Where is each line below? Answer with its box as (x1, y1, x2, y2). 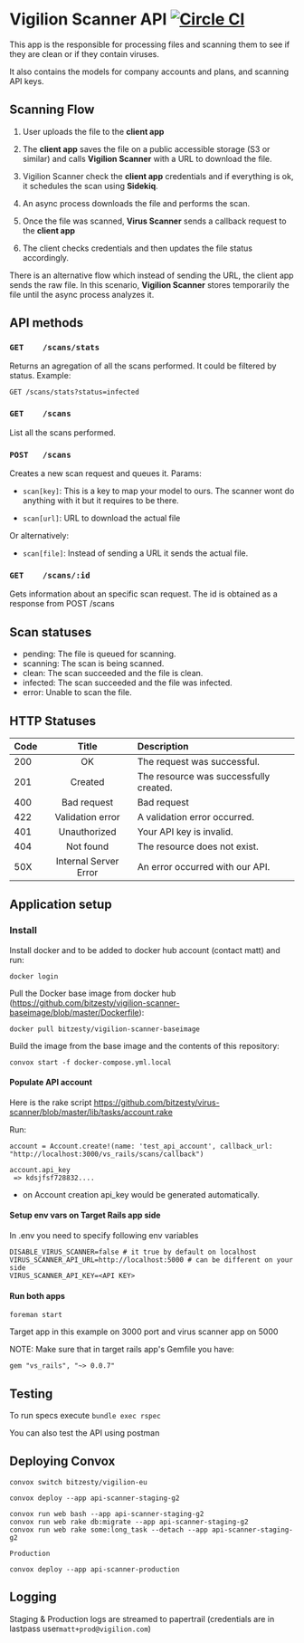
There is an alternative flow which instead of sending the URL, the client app (9, 270, 294, 281)
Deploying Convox (9, 1454, 116, 1469)
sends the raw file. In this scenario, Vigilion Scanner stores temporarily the (9, 279, 290, 290)
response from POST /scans (9, 598, 115, 609)
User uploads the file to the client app (22, 126, 165, 137)
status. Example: (9, 370, 71, 381)
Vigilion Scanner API (9, 9, 167, 30)
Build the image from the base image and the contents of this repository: (9, 1040, 280, 1051)
